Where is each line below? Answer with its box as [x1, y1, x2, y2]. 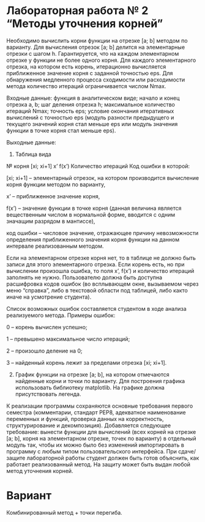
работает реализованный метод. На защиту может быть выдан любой [6, 460, 191, 468]
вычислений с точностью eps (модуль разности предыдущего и [6, 114, 174, 121]
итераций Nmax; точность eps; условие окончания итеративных [6, 107, 174, 114]
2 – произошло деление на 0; [6, 347, 83, 354]
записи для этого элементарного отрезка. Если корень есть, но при [6, 261, 185, 268]
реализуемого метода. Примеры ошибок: [6, 311, 116, 319]
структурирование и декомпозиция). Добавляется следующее [6, 422, 171, 429]
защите [6, 454, 26, 461]
